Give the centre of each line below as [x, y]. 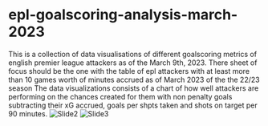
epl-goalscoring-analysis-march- [123, 15]
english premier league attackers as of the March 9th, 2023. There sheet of [133, 63]
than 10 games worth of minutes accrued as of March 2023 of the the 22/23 [134, 79]
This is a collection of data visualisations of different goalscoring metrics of [133, 54]
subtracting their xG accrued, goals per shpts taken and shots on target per [133, 105]
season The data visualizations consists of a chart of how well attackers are [134, 88]
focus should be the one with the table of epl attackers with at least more [129, 71]
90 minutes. [28, 113]
